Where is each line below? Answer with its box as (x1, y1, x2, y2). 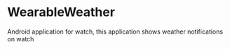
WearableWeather (7, 4, 116, 20)
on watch (7, 34, 34, 43)
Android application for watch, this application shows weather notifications (7, 27, 223, 36)
